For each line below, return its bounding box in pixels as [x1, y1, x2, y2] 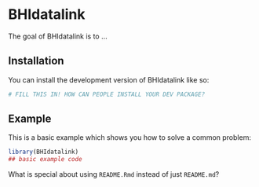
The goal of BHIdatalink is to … [8, 31, 108, 41]
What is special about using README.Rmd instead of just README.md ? [8, 170, 220, 179]
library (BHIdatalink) [8, 148, 79, 156]
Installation [8, 54, 64, 68]
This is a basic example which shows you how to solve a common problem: [8, 133, 251, 142]
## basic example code [8, 156, 82, 163]
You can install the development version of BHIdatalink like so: [8, 75, 210, 84]
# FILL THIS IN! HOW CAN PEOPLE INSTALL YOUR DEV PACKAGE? [8, 90, 206, 98]
